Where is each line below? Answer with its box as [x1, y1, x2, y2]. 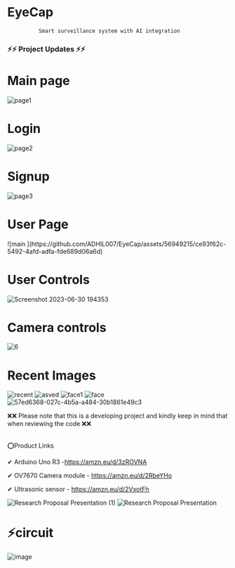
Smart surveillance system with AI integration [38, 27, 180, 34]
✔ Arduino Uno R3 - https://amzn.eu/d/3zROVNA [7, 458, 147, 466]
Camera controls [7, 319, 107, 335]
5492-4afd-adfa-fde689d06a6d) [7, 247, 103, 255]
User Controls [7, 271, 90, 288]
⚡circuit [7, 524, 54, 541]
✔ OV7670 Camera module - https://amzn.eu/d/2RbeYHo [7, 472, 173, 480]
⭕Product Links [7, 441, 54, 450]
